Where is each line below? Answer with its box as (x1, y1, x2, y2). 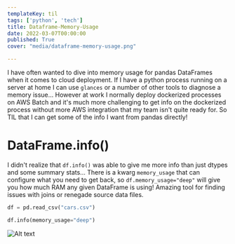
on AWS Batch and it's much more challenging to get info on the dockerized (7, 98, 227, 106)
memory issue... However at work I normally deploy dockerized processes (7, 90, 222, 99)
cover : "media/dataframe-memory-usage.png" (7, 43, 137, 50)
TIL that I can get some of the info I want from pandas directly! (7, 113, 188, 121)
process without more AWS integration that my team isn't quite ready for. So (7, 106, 227, 114)
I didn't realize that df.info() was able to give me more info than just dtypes (7, 161, 228, 169)
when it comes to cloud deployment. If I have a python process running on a (7, 76, 227, 84)
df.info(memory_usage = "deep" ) (7, 217, 96, 224)
